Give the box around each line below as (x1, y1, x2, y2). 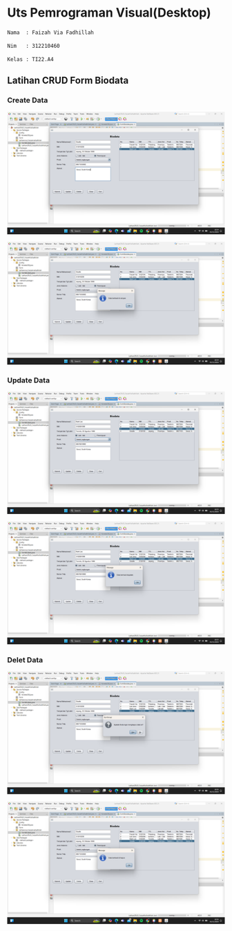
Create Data (7, 96, 48, 105)
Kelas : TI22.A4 (7, 55, 54, 63)
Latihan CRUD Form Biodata (7, 75, 129, 87)
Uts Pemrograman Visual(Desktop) (7, 5, 212, 21)
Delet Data (7, 655, 43, 664)
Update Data (7, 375, 50, 385)
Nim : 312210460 (7, 42, 60, 49)
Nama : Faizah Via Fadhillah (7, 29, 95, 36)
